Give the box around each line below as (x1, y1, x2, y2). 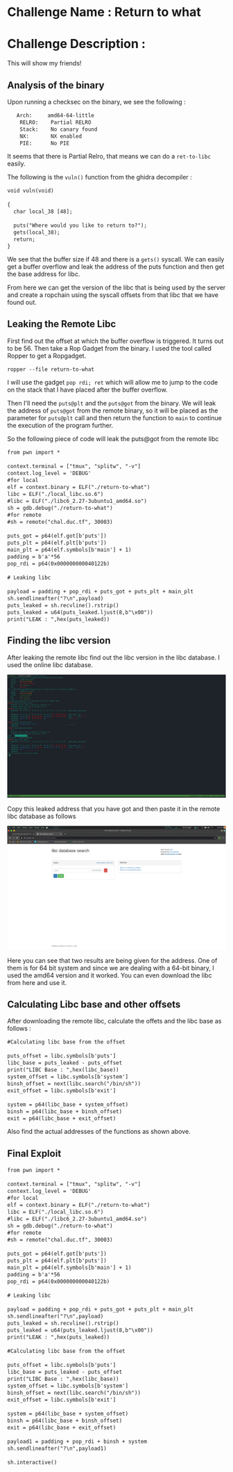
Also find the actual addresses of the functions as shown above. (7, 1128, 191, 1136)
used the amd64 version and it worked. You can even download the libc (7, 971, 212, 979)
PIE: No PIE (19, 140, 70, 147)
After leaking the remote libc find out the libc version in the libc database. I (7, 653, 221, 662)
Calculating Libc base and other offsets (7, 998, 181, 1010)
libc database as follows (7, 812, 76, 821)
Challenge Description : (7, 36, 146, 52)
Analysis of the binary (7, 79, 105, 91)
